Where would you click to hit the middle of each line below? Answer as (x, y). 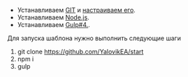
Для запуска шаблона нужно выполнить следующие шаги (94, 38)
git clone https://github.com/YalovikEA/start (80, 52)
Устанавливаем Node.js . (53, 17)
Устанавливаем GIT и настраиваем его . (77, 10)
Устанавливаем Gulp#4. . (54, 25)
